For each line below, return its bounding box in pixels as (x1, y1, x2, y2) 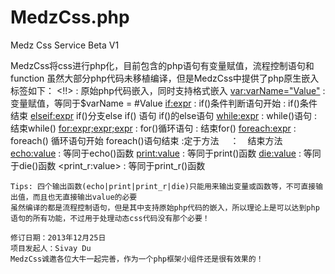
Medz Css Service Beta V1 (10, 39, 120, 51)
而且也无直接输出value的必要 (32, 192, 138, 202)
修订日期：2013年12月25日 (10, 232, 107, 243)
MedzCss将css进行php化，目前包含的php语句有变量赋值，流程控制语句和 (10, 59, 315, 71)
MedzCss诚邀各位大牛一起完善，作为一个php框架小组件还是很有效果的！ (10, 254, 264, 264)
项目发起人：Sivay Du (10, 243, 92, 253)
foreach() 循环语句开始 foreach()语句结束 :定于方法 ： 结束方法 (10, 134, 283, 146)
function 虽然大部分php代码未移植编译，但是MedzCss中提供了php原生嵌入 (10, 72, 320, 84)
